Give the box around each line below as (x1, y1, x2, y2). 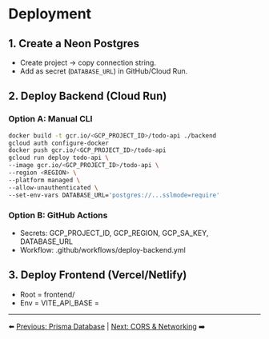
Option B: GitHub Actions (8, 209, 108, 221)
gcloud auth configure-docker (8, 139, 110, 147)
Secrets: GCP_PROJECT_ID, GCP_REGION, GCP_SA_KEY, (19, 228, 209, 237)
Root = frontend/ (19, 289, 75, 299)
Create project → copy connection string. (19, 58, 156, 67)
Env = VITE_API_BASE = (19, 297, 100, 308)
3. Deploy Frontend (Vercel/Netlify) (8, 269, 187, 282)
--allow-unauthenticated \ (8, 183, 98, 192)
